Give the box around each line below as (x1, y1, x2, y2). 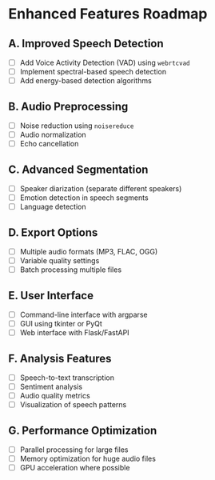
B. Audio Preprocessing (8, 99, 129, 113)
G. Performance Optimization (8, 423, 157, 437)
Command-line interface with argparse (19, 310, 148, 319)
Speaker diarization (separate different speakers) (19, 184, 182, 193)
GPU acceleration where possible (19, 463, 130, 473)
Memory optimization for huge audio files (19, 454, 156, 464)
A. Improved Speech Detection (8, 37, 164, 50)
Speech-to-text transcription (19, 373, 114, 382)
